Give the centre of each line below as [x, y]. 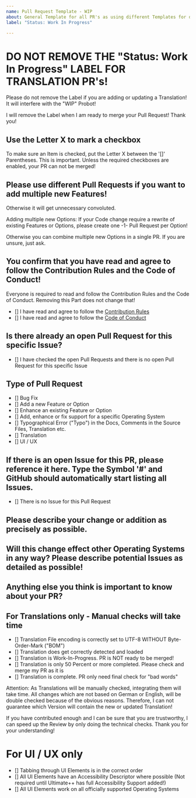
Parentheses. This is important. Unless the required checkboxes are [87, 160]
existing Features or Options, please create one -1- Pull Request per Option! [97, 225]
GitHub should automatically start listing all [86, 478]
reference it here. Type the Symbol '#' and [84, 469]
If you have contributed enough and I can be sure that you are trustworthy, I [97, 718]
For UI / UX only [45, 754]
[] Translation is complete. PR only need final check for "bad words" [96, 677]
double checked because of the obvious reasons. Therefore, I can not [90, 701]
